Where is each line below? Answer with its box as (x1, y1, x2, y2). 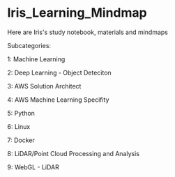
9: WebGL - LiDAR (7, 162, 59, 171)
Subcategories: (7, 41, 51, 49)
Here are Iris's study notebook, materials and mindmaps (7, 28, 169, 36)
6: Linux (7, 122, 31, 130)
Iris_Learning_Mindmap (7, 5, 148, 21)
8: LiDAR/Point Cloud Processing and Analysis (7, 149, 139, 157)
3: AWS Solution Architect (7, 82, 82, 90)
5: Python (7, 109, 35, 117)
